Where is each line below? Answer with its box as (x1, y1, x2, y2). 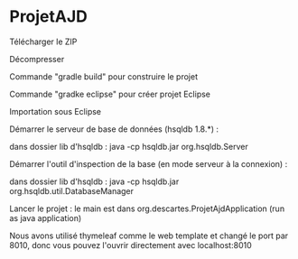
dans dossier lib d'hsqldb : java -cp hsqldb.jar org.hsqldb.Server (9, 141, 248, 152)
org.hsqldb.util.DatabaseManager (9, 185, 134, 196)
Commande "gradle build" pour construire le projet (9, 70, 199, 82)
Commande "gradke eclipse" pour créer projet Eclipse (9, 88, 210, 99)
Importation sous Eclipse (9, 106, 102, 116)
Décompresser (9, 53, 65, 64)
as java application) (9, 212, 82, 223)
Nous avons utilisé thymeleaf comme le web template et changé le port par (9, 230, 289, 241)
